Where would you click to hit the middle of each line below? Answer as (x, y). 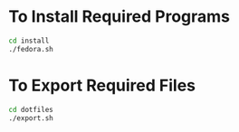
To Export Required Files (102, 85)
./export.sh (31, 118)
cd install (29, 41)
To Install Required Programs (119, 17)
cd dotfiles (31, 109)
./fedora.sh (31, 49)
